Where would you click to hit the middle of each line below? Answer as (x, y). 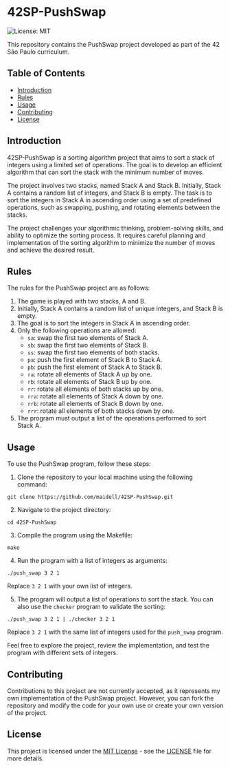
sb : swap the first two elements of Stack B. (88, 345)
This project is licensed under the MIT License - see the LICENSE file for (109, 751)
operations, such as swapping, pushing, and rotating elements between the (114, 207)
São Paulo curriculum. (38, 52)
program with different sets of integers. (62, 653)
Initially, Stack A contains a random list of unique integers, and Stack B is (120, 309)
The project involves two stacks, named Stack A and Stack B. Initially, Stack (114, 185)
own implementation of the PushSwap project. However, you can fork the (111, 698)
